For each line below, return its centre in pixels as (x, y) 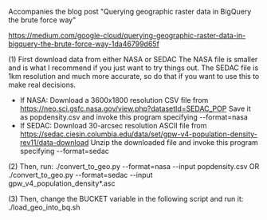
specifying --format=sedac (65, 151)
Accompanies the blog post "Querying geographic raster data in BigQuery (130, 12)
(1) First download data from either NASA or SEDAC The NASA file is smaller (133, 59)
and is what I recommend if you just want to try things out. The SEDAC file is (133, 68)
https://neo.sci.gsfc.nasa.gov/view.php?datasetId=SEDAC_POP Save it (135, 108)
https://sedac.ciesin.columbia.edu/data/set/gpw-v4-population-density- (138, 134)
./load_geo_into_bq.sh (45, 207)
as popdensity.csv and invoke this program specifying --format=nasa (134, 117)
